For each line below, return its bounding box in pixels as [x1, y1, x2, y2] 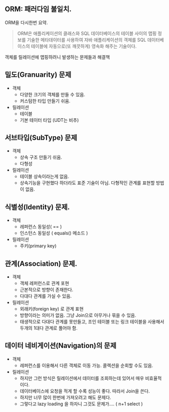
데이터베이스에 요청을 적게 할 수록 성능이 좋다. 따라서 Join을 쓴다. [19, 388, 150, 394]
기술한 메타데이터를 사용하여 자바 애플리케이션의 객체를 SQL [27, 36, 147, 42]
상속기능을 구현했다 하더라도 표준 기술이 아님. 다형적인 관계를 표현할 [19, 180, 155, 186]
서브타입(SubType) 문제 [5, 134, 78, 142]
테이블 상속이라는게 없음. [19, 174, 69, 180]
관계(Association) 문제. [5, 259, 78, 268]
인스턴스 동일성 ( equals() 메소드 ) [19, 230, 88, 236]
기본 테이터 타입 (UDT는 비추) [19, 117, 79, 123]
